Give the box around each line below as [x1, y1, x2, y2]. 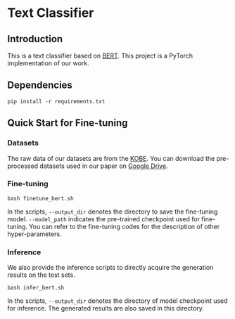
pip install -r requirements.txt [7, 98, 106, 105]
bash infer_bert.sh [7, 285, 65, 292]
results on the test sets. [7, 271, 75, 279]
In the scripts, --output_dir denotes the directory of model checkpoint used [7, 297, 228, 305]
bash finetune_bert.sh [7, 195, 74, 202]
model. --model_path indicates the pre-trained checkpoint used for [7, 214, 201, 223]
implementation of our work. [7, 59, 89, 67]
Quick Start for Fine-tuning [7, 117, 128, 129]
